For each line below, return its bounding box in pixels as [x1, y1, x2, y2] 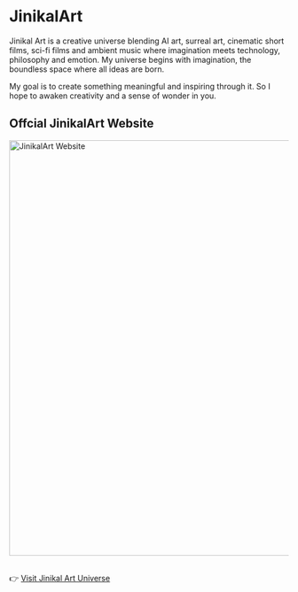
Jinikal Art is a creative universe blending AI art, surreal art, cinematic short [9, 35, 285, 46]
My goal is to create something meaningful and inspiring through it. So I [9, 81, 271, 91]
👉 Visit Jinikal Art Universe [9, 573, 111, 583]
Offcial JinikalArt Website [9, 116, 154, 131]
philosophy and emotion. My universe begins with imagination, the [9, 54, 252, 65]
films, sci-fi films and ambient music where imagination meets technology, [9, 44, 281, 55]
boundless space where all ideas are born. [9, 64, 165, 74]
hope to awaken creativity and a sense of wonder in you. [9, 90, 217, 101]
